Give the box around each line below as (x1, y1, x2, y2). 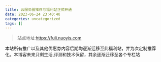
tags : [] (5, 21, 23, 26)
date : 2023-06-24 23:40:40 (5, 12, 61, 17)
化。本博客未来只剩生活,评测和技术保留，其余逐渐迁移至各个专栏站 (5, 52, 140, 58)
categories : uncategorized (5, 16, 61, 21)
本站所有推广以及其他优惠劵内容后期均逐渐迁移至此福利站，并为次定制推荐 (5, 45, 156, 52)
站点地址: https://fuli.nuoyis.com (17, 35, 82, 41)
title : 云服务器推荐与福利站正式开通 (5, 7, 72, 12)
